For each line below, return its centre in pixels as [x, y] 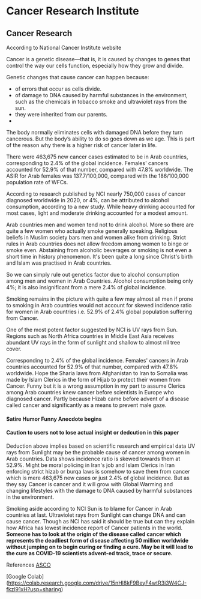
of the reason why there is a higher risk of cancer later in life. [82, 145]
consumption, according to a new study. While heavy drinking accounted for [100, 206]
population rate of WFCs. [37, 182]
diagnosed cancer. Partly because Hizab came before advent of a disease [98, 399]
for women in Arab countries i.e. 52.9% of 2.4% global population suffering [99, 312]
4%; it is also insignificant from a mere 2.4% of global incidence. [86, 287]
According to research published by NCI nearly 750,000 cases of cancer [96, 194]
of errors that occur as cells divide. [58, 89]
